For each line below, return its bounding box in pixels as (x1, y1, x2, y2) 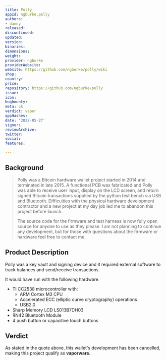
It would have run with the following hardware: (5, 276, 100, 282)
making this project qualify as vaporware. (5, 350, 91, 356)
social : (5, 136, 21, 141)
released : (5, 26, 26, 31)
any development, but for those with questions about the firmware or (17, 229, 158, 235)
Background (5, 164, 44, 172)
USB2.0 (19, 301, 36, 307)
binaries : (5, 44, 26, 49)
